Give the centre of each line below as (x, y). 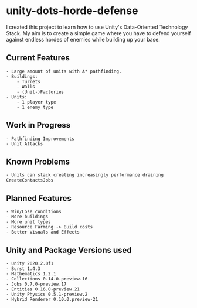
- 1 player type (37, 102)
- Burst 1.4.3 (23, 269)
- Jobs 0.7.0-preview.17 (36, 284)
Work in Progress (38, 125)
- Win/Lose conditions (34, 212)
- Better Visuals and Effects (43, 232)
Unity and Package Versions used (69, 250)
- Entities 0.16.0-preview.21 (43, 289)
